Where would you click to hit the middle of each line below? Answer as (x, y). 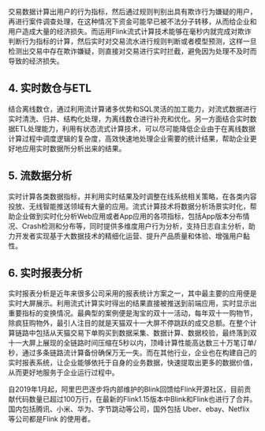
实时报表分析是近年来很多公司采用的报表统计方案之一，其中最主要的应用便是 (132, 293)
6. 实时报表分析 (45, 273)
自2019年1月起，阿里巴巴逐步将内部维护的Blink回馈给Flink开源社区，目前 (126, 389)
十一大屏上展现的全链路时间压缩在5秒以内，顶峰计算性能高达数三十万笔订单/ (132, 343)
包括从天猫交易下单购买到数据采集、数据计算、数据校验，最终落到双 (146, 333)
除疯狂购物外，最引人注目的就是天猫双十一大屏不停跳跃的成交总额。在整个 (129, 323)
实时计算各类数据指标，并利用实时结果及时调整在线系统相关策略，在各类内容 (132, 196)
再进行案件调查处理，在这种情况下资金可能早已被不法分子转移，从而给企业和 (132, 21)
